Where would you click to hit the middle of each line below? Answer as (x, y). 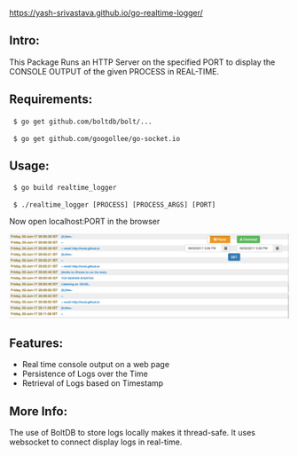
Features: (36, 343)
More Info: (39, 411)
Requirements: (51, 100)
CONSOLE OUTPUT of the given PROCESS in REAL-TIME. (114, 71)
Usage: (30, 166)
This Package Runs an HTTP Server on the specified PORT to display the (142, 62)
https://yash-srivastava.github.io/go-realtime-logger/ (106, 13)
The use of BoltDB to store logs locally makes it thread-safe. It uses (132, 433)
